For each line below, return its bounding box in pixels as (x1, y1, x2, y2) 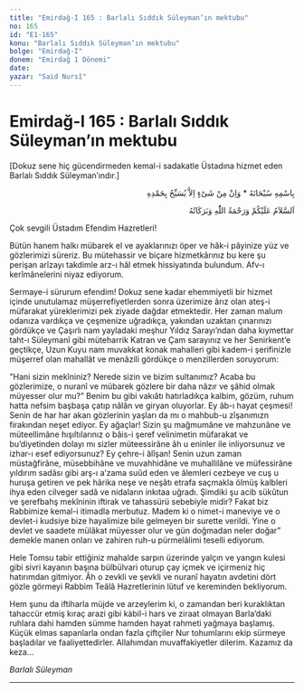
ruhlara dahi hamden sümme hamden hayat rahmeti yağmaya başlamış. (9, 617, 276, 629)
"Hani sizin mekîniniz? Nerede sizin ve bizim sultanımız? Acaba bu (9, 371, 256, 382)
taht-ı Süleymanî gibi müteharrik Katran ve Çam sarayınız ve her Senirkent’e (9, 334, 291, 345)
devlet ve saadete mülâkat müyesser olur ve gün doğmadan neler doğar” (9, 525, 281, 536)
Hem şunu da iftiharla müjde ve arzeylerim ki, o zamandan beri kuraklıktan (9, 598, 286, 609)
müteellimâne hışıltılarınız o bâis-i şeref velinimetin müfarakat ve (9, 429, 249, 440)
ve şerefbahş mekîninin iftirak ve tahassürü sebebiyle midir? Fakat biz (9, 496, 269, 507)
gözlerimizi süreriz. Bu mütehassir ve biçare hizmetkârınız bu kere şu (9, 250, 266, 261)
